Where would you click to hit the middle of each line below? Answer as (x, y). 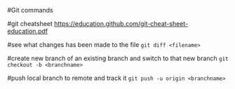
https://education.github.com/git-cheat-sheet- (121, 23)
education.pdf (28, 31)
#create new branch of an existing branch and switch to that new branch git (118, 58)
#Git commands (31, 10)
